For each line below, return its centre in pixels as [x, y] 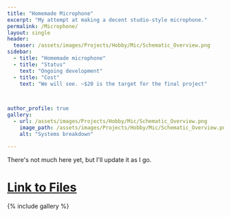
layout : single [29, 33]
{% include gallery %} [38, 206]
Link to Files [42, 187]
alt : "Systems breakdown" [57, 134]
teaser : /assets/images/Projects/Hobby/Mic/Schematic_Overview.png [112, 45]
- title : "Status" [40, 65]
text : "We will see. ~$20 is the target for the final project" [113, 84]
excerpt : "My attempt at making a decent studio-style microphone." [107, 20]
